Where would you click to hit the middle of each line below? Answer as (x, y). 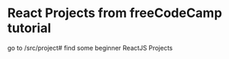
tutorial (29, 28)
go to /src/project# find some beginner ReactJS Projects (90, 48)
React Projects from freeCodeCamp (115, 13)
